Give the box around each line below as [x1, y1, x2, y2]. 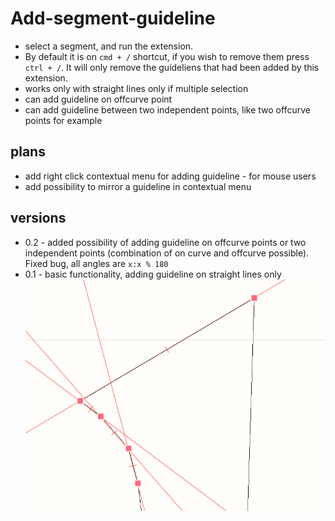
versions [10, 210, 67, 227]
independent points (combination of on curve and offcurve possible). [24, 247, 310, 259]
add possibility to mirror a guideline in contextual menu [24, 180, 252, 192]
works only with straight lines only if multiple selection [24, 82, 249, 94]
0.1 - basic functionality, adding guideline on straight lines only [24, 268, 282, 280]
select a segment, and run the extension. [24, 40, 194, 52]
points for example [24, 114, 103, 126]
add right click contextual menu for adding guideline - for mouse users [24, 170, 317, 182]
